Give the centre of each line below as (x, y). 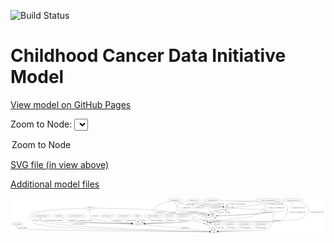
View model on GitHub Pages (71, 104)
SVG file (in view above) (60, 164)
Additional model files (55, 184)
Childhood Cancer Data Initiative (148, 56)
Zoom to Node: (41, 124)
